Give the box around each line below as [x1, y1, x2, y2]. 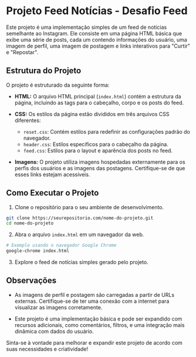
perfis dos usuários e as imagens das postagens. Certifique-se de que [14, 164, 185, 171]
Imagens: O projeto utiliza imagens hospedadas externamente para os [14, 158, 186, 166]
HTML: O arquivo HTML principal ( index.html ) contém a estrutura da [14, 92, 181, 100]
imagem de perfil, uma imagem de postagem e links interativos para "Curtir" [6, 42, 191, 49]
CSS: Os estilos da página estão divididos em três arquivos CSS [14, 110, 170, 117]
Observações [6, 276, 57, 286]
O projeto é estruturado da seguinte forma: [6, 81, 110, 88]
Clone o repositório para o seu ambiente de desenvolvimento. [14, 203, 164, 210]
